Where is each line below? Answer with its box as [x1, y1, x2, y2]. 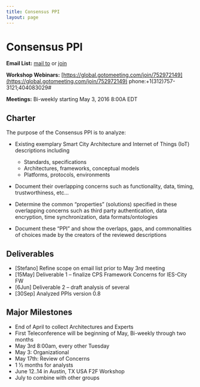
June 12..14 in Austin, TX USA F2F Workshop [14, 367, 125, 374]
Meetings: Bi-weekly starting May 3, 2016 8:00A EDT [6, 96, 138, 103]
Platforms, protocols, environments [23, 171, 110, 178]
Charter [6, 113, 36, 123]
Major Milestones [6, 307, 73, 318]
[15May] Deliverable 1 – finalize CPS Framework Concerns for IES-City [14, 271, 187, 278]
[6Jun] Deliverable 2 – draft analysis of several [14, 284, 130, 291]
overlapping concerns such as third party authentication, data [14, 207, 167, 214]
